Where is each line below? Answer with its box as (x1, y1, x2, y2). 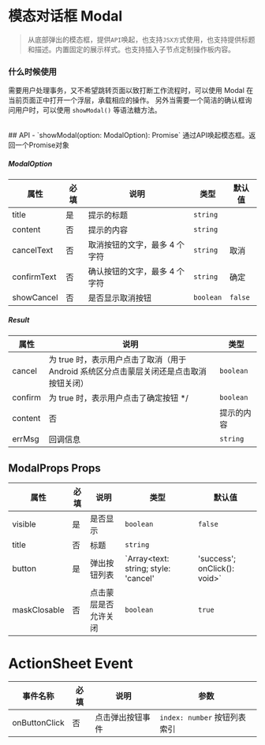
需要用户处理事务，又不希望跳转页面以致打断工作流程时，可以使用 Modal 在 (8, 86, 254, 95)
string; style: (125, 563, 171, 574)
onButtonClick (12, 717, 65, 728)
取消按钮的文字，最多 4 (88, 240, 175, 251)
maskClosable (12, 604, 65, 615)
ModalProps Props (8, 461, 101, 475)
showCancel (12, 292, 58, 304)
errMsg (12, 434, 39, 445)
